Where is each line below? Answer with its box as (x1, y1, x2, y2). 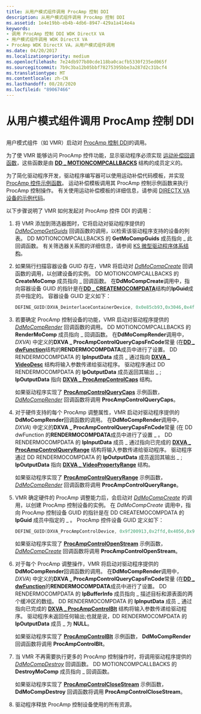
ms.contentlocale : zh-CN (6, 75, 68, 81)
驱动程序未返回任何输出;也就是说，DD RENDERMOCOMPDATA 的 (26, 613, 187, 620)
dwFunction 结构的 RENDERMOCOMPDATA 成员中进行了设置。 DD (14, 346, 178, 353)
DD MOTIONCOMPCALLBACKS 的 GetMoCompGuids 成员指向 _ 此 (26, 235, 193, 242)
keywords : (6, 25, 31, 32)
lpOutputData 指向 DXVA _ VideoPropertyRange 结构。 (14, 461, 154, 469)
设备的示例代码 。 (6, 195, 48, 202)
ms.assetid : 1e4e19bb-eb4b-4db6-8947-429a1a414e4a (6, 20, 135, 26)
